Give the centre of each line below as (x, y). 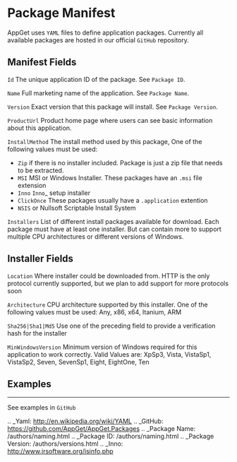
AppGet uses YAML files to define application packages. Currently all (105, 32)
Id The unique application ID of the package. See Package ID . (96, 79)
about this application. (39, 128)
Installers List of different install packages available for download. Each (113, 221)
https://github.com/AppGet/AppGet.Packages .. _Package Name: (102, 429)
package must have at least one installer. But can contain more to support (115, 229)
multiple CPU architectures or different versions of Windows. (96, 236)
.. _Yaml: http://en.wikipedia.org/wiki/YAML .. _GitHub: (85, 421)
